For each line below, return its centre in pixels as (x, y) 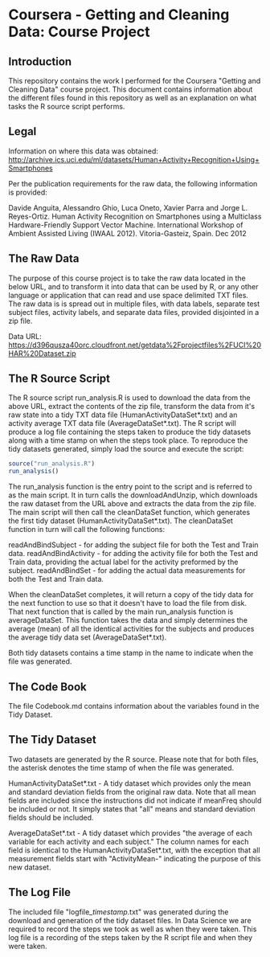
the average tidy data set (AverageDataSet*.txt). (88, 637)
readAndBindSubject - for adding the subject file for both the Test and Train (133, 545)
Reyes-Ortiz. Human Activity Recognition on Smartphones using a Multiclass (135, 216)
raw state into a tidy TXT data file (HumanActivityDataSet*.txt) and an (123, 415)
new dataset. (30, 867)
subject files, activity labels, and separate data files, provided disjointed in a (134, 312)
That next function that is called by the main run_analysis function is (121, 611)
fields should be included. (51, 817)
